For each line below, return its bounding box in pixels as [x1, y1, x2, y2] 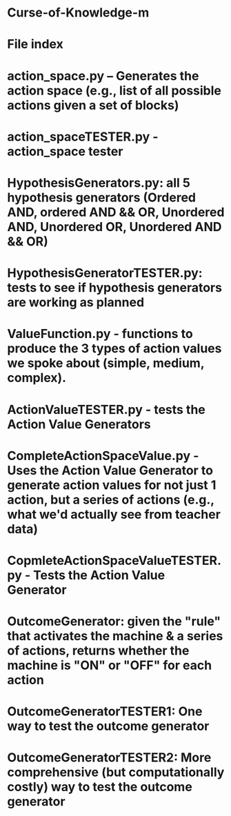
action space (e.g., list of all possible [7, 83, 222, 98]
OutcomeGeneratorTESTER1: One [7, 704, 203, 719]
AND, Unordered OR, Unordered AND [7, 219, 222, 235]
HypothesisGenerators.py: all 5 [7, 175, 191, 190]
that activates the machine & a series [7, 628, 223, 644]
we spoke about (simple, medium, [7, 355, 205, 371]
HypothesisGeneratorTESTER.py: [7, 266, 203, 281]
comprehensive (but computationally [7, 764, 225, 780]
